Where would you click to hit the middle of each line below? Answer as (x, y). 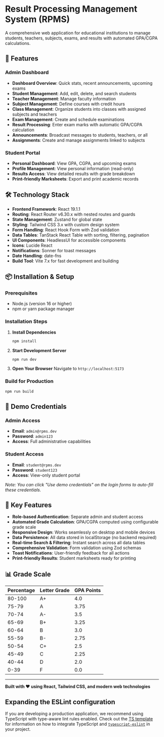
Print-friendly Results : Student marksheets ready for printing (74, 558)
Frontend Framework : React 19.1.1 (46, 209)
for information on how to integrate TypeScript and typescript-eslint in (78, 724)
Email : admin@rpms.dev (34, 431)
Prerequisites (21, 293)
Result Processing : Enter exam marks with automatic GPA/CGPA (77, 124)
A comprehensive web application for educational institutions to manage (78, 33)
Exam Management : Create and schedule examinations (68, 119)
